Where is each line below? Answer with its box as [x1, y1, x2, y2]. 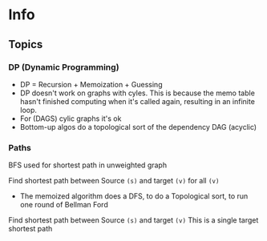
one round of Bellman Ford [19, 200, 108, 210]
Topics [8, 38, 43, 51]
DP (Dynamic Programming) [8, 62, 119, 73]
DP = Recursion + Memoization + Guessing [19, 79, 163, 89]
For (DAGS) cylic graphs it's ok [19, 114, 122, 123]
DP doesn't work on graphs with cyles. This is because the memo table [19, 88, 255, 98]
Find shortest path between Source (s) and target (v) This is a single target [8, 215, 259, 225]
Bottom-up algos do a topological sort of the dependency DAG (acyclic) [19, 122, 257, 131]
